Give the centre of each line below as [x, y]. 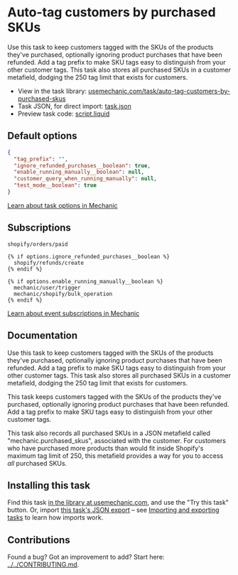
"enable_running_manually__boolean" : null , [79, 172]
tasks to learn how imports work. [55, 517]
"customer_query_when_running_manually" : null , [86, 179]
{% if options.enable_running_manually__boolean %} [85, 281]
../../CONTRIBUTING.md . [43, 564]
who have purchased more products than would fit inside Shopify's [106, 448]
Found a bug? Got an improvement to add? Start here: [86, 557]
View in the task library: [52, 91]
